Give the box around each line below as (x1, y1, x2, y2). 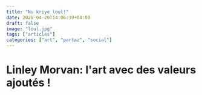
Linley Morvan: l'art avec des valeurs (6, 63, 197, 77)
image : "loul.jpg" (6, 25, 53, 32)
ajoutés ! (6, 76, 51, 90)
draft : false (6, 20, 39, 26)
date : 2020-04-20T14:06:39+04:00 (6, 15, 91, 21)
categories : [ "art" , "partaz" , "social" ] (6, 37, 112, 43)
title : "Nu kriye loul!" (6, 8, 69, 15)
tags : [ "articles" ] (6, 31, 56, 38)
